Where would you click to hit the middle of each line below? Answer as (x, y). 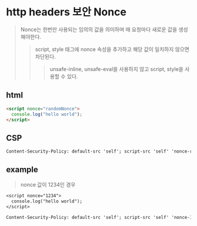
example (22, 170)
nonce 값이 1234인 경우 (48, 184)
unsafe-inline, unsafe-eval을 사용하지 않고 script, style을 (116, 69)
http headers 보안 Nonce (66, 12)
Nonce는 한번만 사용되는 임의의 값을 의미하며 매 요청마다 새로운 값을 (99, 29)
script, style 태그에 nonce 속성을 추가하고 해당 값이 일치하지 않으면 (112, 49)
